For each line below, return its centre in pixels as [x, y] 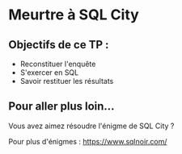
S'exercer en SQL [49, 73]
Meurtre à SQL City [74, 15]
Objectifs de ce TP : [59, 45]
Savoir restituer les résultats [67, 81]
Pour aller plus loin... [61, 106]
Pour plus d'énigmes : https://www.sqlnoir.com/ [88, 141]
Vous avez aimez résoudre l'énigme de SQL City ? [91, 126]
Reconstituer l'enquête [58, 64]
